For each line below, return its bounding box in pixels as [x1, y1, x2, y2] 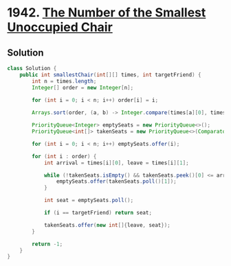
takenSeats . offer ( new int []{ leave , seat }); [43, 221, 170, 228]
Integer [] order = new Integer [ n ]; [32, 84, 134, 91]
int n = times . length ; [32, 78, 97, 85]
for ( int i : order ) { [32, 153, 97, 159]
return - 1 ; [32, 241, 63, 247]
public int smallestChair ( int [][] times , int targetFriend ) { [19, 71, 201, 78]
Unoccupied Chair [7, 19, 113, 35]
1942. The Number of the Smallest [7, 5, 206, 21]
